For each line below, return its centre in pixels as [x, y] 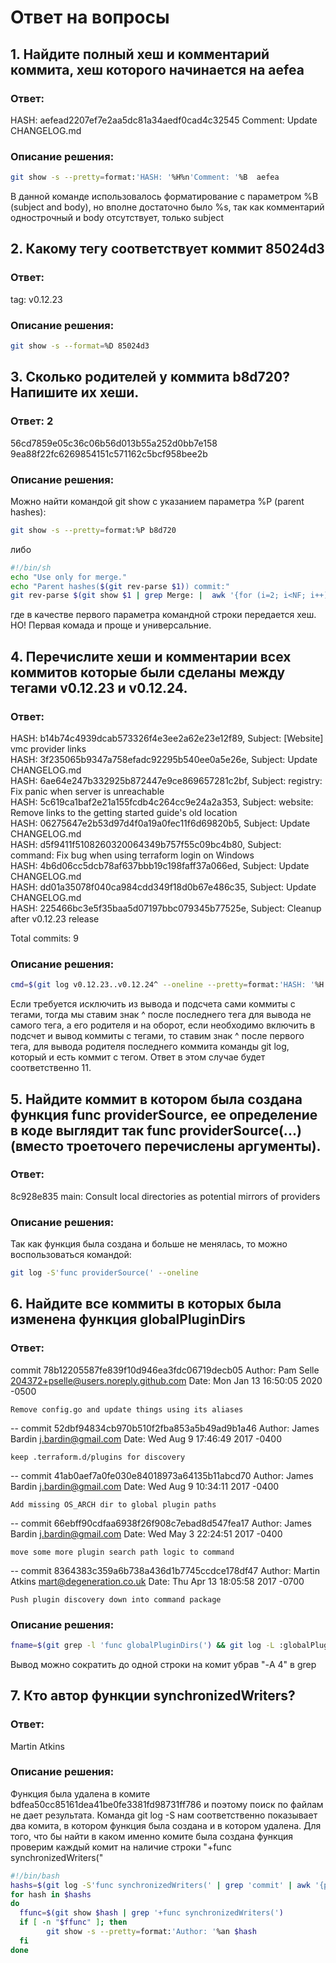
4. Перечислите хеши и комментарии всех [151, 656]
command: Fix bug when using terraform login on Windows [132, 855]
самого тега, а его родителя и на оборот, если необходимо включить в [163, 1025]
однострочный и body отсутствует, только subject [117, 218]
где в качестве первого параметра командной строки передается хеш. [163, 615]
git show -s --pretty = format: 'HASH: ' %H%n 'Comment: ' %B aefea [145, 177]
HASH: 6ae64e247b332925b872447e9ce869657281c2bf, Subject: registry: [166, 780]
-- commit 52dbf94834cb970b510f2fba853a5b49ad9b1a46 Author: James [165, 1428]
